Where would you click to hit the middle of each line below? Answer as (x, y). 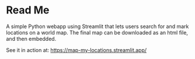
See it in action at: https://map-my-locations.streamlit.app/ (76, 50)
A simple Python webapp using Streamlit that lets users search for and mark (97, 26)
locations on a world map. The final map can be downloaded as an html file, (97, 32)
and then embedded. (31, 39)
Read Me (28, 10)
